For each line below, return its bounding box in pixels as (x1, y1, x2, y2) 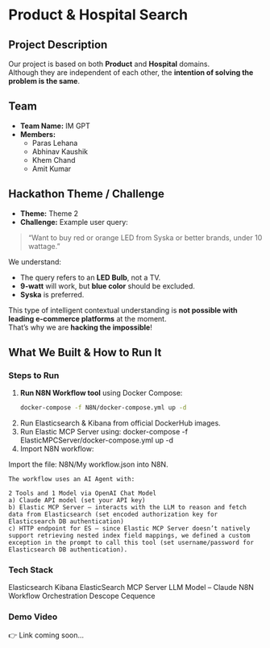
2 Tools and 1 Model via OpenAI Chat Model (8, 489, 157, 497)
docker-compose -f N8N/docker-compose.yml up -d (19, 404, 187, 412)
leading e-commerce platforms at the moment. (8, 314, 167, 323)
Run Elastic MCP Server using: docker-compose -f (19, 427, 188, 437)
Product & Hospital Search (8, 6, 188, 24)
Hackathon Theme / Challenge (8, 187, 165, 201)
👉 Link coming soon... (8, 630, 85, 640)
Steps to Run (8, 369, 60, 380)
